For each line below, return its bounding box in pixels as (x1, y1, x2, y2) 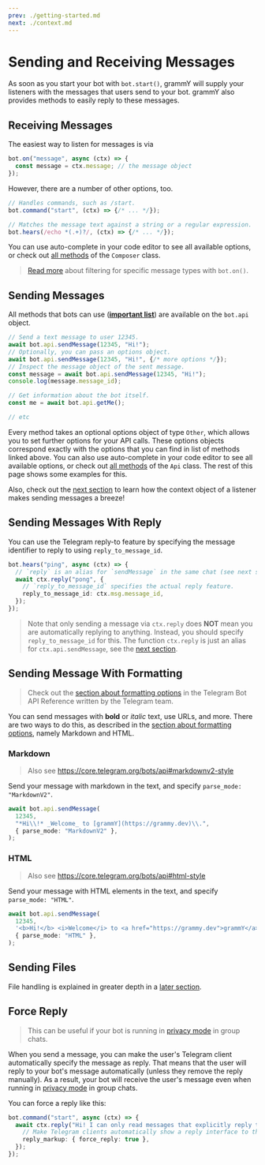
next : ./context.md (8, 19, 73, 27)
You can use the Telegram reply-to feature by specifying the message (8, 537, 235, 546)
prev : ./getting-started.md (8, 11, 101, 20)
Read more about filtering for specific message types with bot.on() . (27, 266, 248, 275)
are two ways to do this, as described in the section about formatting (8, 720, 232, 729)
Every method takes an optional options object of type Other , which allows (8, 427, 250, 436)
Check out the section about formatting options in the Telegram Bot (27, 687, 247, 697)
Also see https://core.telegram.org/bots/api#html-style (27, 871, 206, 880)
